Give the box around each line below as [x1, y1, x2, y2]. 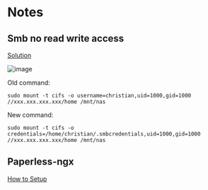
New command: [7, 111, 54, 119]
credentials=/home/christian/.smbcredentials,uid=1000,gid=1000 [7, 131, 201, 138]
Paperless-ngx [7, 156, 74, 168]
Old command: [7, 78, 51, 87]
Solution [7, 51, 32, 59]
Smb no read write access [7, 32, 125, 44]
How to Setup [7, 174, 47, 183]
